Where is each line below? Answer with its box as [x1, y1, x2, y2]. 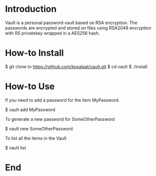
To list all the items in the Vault [5, 135, 67, 141]
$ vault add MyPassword [5, 107, 55, 113]
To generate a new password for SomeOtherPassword [5, 116, 115, 122]
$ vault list [5, 145, 26, 150]
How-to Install [5, 48, 64, 59]
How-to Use [5, 81, 55, 92]
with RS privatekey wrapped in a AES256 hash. [5, 30, 100, 36]
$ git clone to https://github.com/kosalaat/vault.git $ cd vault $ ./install [5, 63, 148, 69]
